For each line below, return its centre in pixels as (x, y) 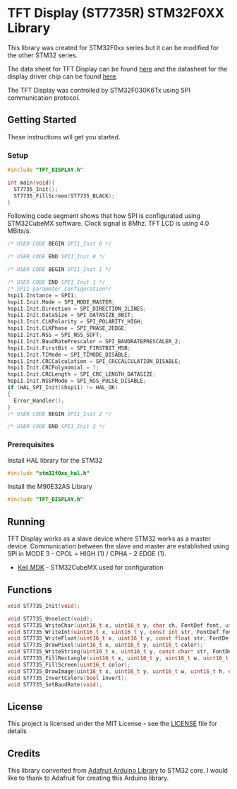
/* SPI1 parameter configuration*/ (60, 289)
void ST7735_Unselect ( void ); (50, 618)
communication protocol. (44, 98)
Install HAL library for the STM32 (55, 460)
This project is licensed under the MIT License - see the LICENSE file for (112, 724)
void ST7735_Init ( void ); (44, 606)
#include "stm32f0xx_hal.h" (49, 473)
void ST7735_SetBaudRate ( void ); (55, 684)
